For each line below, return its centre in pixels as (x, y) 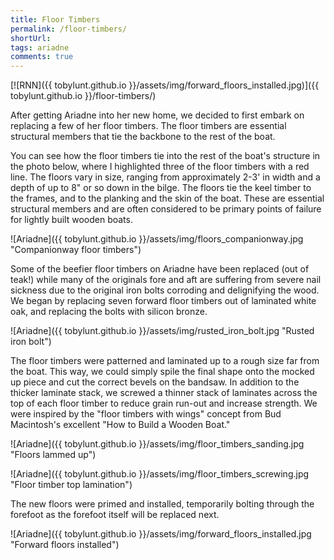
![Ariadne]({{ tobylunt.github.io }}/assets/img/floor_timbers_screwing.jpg (160, 474)
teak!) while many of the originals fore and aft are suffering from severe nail (166, 280)
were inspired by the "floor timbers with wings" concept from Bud (146, 414)
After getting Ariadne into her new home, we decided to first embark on (157, 115)
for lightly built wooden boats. (71, 220)
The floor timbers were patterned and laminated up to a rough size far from (165, 361)
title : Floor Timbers (55, 19)
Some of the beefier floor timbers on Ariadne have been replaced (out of (160, 269)
